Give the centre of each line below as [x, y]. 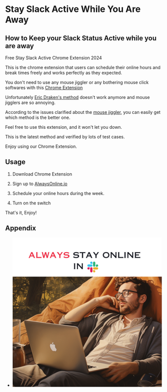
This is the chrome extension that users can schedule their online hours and [83, 67]
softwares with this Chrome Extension [44, 88]
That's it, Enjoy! [21, 212]
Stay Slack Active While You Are [73, 9]
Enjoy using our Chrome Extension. [41, 146]
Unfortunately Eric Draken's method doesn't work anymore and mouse [78, 97]
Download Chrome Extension [42, 174]
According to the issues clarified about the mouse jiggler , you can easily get [83, 112]
